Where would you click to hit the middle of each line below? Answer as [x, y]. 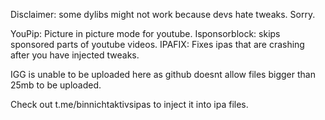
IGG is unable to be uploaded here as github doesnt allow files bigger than [163, 74]
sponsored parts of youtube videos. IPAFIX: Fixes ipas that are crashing [157, 44]
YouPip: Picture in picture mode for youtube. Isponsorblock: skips [145, 33]
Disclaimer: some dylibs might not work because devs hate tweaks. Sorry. [163, 14]
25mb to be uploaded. [56, 85]
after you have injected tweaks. [75, 55]
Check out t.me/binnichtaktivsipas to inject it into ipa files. [129, 104]
